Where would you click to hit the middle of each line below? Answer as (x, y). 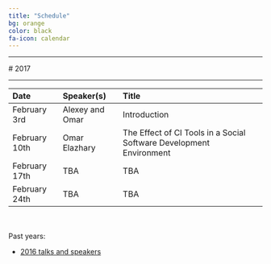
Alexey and (83, 109)
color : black (30, 31)
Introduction (146, 115)
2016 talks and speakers (60, 252)
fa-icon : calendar (39, 38)
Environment (146, 153)
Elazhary (79, 148)
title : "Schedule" (39, 16)
